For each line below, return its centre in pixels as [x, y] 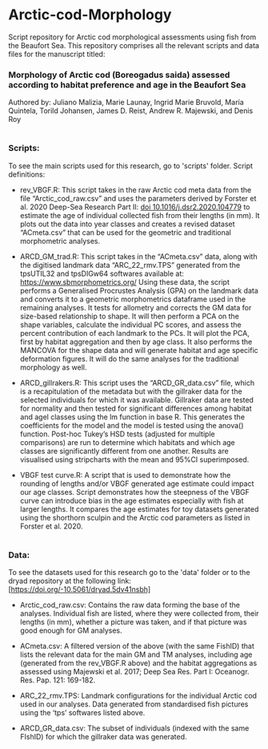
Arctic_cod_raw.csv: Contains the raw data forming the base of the [130, 605]
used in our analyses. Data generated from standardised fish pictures [134, 704]
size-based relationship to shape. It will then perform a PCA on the [130, 316]
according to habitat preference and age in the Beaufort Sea [127, 84]
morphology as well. [53, 367]
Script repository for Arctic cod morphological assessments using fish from [132, 37]
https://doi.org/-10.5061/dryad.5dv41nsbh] [81, 589]
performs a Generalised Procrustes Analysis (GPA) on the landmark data [139, 290]
